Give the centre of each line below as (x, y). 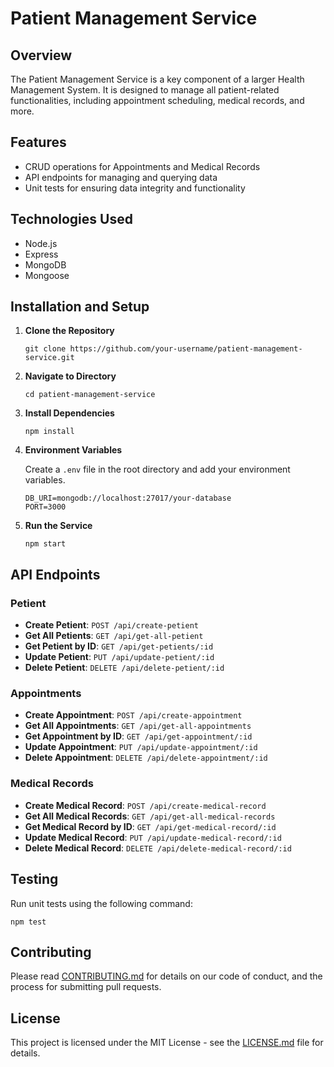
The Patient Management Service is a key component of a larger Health (157, 79)
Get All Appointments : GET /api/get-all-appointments (138, 726)
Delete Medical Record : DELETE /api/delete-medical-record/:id (158, 848)
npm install (49, 432)
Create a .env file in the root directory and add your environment (157, 469)
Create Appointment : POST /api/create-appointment (133, 715)
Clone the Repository (69, 331)
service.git (49, 358)
